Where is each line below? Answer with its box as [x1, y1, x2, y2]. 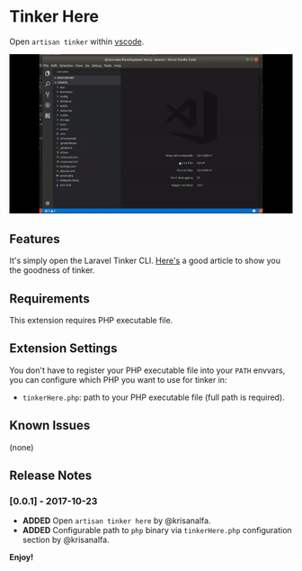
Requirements [9, 291, 90, 306]
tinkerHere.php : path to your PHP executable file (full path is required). [22, 392, 285, 403]
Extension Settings [9, 340, 118, 357]
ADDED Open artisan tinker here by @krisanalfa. [22, 515, 211, 526]
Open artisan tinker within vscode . [9, 36, 145, 47]
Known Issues [9, 418, 91, 433]
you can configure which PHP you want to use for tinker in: [9, 374, 227, 385]
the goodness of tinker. [9, 265, 95, 276]
